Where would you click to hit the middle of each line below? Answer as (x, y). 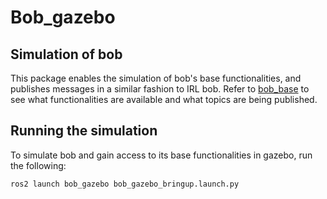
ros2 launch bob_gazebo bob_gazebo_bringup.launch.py (125, 184)
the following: (38, 165)
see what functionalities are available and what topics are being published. (164, 99)
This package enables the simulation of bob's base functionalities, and (156, 78)
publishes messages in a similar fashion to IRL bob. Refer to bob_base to (160, 89)
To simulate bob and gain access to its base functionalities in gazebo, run (161, 155)
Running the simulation (84, 131)
